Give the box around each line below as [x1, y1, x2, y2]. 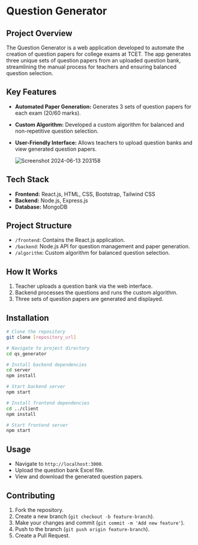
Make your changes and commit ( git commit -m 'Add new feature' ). [14, 519, 185, 526]
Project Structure [6, 221, 72, 231]
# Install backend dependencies [6, 362, 87, 368]
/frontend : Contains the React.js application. [14, 236, 125, 244]
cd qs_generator [6, 350, 47, 357]
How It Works [6, 266, 58, 277]
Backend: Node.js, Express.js [14, 196, 88, 204]
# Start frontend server [6, 422, 68, 428]
